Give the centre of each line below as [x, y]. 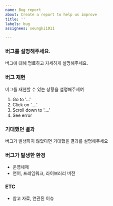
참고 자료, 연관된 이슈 [33, 198]
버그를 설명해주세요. [28, 52]
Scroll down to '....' [31, 110]
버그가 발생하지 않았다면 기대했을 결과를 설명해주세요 [57, 141]
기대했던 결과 [20, 129]
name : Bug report [23, 10]
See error [22, 115]
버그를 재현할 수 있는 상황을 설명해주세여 [44, 89]
